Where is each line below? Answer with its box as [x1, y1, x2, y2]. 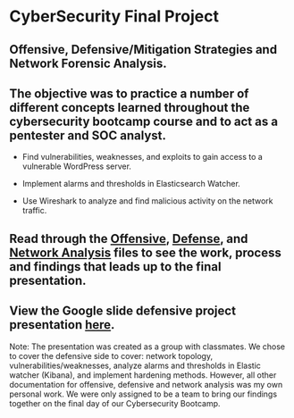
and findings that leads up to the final [9, 259, 222, 274]
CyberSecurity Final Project [9, 6, 219, 27]
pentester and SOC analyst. [9, 128, 167, 143]
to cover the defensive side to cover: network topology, [9, 350, 213, 361]
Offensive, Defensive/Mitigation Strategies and [9, 42, 278, 57]
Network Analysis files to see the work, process [9, 245, 281, 260]
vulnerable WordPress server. [21, 161, 132, 171]
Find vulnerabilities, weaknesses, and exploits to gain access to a [21, 152, 264, 163]
